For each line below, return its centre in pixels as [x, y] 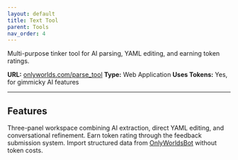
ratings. [18, 61]
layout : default [31, 14]
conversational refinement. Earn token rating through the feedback [104, 135]
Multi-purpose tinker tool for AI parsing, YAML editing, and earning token [114, 54]
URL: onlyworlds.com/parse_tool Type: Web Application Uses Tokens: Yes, [118, 75]
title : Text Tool [33, 20]
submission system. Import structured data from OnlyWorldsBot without [112, 143]
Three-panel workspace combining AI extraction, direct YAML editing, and [116, 128]
